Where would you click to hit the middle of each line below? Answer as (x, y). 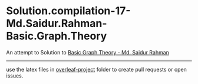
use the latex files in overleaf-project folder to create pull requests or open (97, 69)
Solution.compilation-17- (68, 11)
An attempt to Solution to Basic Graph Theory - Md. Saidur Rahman (88, 52)
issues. (15, 76)
